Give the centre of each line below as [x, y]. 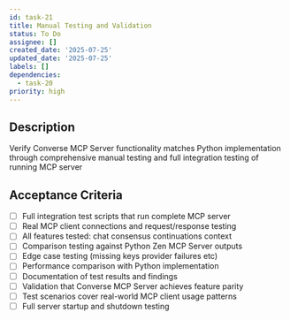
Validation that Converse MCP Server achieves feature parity [133, 286]
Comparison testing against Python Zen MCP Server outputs [132, 246]
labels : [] [29, 67]
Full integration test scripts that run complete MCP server [126, 217]
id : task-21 [31, 17]
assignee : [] [33, 42]
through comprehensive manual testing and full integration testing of [134, 158]
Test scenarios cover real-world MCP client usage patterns [129, 296]
